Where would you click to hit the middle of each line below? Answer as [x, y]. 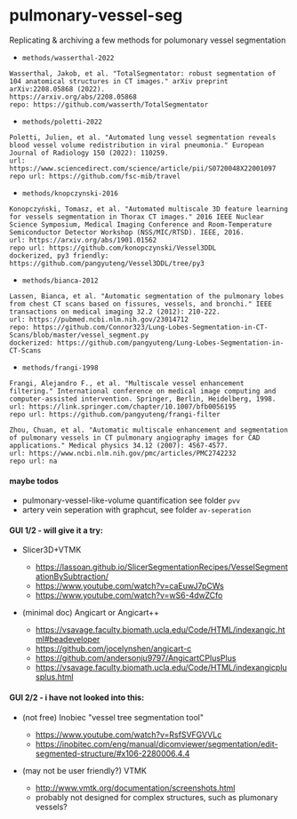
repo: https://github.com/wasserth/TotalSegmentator [109, 104]
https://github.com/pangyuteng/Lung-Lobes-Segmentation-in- [170, 343]
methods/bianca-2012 [60, 281]
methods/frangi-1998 [60, 368]
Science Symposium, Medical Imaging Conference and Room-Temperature [141, 224]
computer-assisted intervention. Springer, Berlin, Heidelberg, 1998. [143, 399]
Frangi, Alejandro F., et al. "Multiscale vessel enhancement [127, 383]
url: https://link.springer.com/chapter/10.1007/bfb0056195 [123, 406]
